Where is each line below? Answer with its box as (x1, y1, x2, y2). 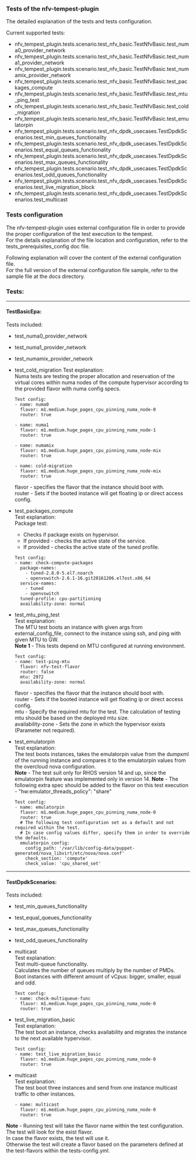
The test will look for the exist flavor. (6, 1128, 93, 1135)
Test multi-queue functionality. (14, 960, 89, 967)
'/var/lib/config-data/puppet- (59, 845, 135, 852)
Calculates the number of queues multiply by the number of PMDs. (14, 967, 176, 974)
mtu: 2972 (20, 674, 44, 680)
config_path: (25, 845, 57, 852)
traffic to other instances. (14, 1090, 76, 1097)
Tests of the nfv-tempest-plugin (6, 5, 99, 13)
